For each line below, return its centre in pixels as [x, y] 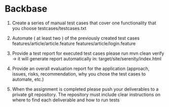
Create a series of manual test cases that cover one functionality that [84, 23]
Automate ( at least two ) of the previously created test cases [76, 38]
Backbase [26, 9]
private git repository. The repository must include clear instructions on [86, 94]
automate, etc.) [28, 79]
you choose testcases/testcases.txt [49, 28]
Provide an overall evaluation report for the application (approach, [81, 68]
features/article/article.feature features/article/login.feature [74, 43]
